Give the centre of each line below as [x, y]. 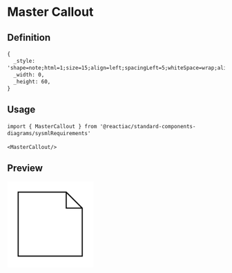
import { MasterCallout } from [52, 126]
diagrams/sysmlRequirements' [49, 133]
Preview [25, 169]
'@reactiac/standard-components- [148, 126]
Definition [29, 38]
